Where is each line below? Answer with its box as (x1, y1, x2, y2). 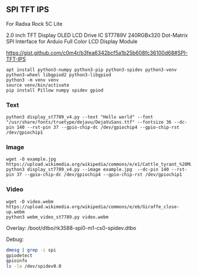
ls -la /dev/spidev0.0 (6, 263, 62, 269)
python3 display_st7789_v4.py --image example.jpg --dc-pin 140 (6, 167, 169, 172)
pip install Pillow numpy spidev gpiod (6, 87, 104, 93)
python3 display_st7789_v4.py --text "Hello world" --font (6, 114, 154, 120)
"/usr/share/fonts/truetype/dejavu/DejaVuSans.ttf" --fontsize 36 (6, 120, 172, 125)
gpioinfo (6, 258, 28, 264)
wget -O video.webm (6, 199, 54, 205)
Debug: (6, 236, 24, 243)
